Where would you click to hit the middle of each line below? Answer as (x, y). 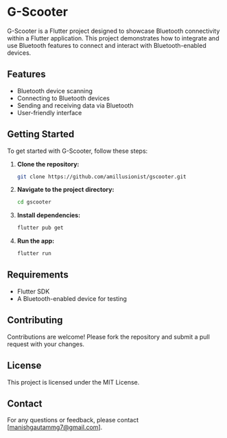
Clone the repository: (48, 164)
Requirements (38, 275)
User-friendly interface (49, 112)
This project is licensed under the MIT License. (73, 382)
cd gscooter (34, 202)
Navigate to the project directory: (65, 190)
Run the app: (36, 241)
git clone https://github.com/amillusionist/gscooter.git (101, 177)
